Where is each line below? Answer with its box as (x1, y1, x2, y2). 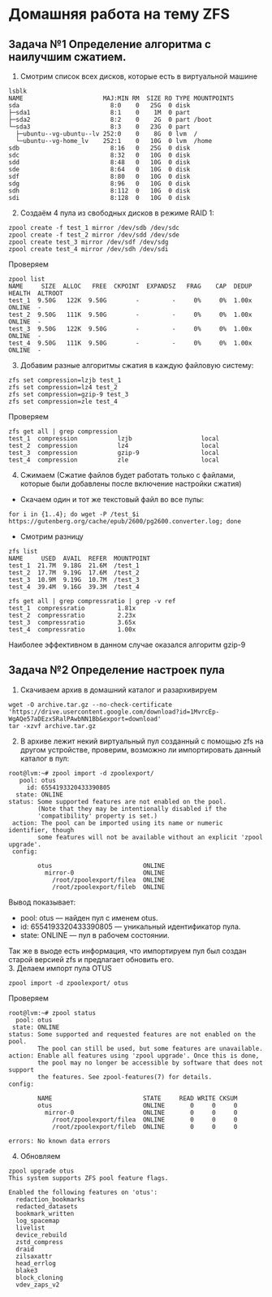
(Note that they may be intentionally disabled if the (37, 805, 227, 813)
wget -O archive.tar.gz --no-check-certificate (8, 701, 173, 709)
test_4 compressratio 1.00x (8, 626, 136, 634)
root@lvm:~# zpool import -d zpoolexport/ (8, 769, 154, 777)
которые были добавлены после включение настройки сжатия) (19, 479, 242, 488)
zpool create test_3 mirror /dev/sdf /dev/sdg (8, 238, 169, 246)
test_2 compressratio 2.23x (8, 611, 136, 619)
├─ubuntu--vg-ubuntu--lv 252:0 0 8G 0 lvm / (15, 130, 198, 138)
